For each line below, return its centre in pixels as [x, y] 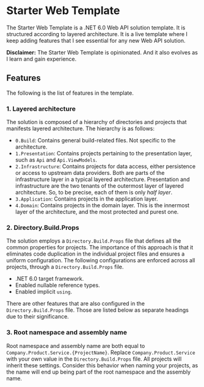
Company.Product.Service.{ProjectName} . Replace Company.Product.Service [101, 352]
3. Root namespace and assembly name [67, 333]
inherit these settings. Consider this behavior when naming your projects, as [102, 365]
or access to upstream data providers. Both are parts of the [90, 173]
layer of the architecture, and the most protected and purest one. [97, 212]
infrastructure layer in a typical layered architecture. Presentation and [103, 179]
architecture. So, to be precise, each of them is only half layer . [94, 193]
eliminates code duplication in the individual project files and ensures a [96, 254]
